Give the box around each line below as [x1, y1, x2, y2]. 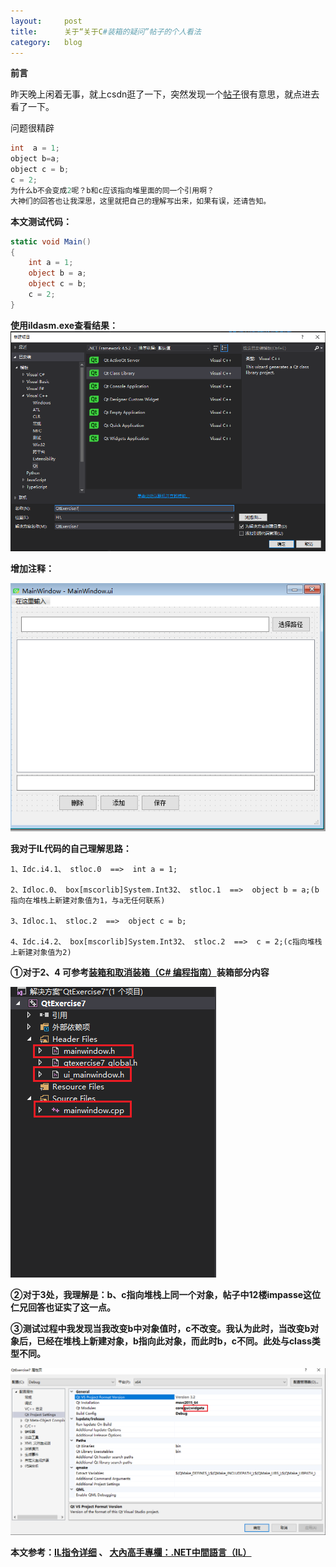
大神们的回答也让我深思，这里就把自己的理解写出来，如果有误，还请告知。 [10, 196, 272, 206]
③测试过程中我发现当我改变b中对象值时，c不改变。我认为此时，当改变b [10, 1323, 311, 1335]
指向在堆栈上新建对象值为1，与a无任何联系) [10, 896, 166, 906]
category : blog [10, 37, 83, 47]
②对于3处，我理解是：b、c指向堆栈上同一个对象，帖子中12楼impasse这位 [10, 1289, 322, 1301]
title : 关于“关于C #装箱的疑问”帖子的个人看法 [10, 26, 202, 37]
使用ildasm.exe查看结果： [10, 319, 119, 331]
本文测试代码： [10, 215, 72, 227]
